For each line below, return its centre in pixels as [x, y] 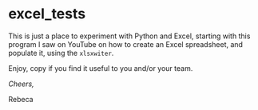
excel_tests [47, 14]
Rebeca [21, 99]
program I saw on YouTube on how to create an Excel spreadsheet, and [126, 44]
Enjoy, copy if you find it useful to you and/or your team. [101, 68]
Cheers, [21, 84]
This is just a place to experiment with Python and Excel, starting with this [129, 36]
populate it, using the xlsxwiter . [61, 53]
